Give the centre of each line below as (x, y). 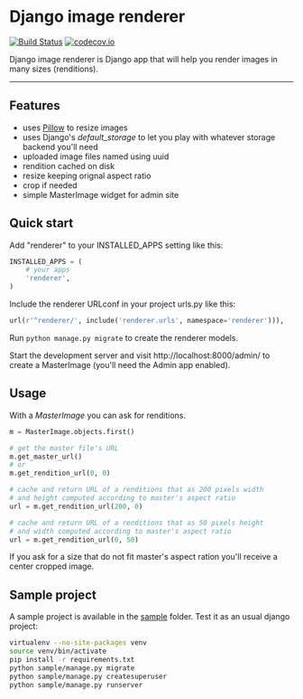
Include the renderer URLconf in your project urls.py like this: (123, 304)
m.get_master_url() (46, 457)
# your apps (48, 270)
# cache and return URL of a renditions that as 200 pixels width (137, 490)
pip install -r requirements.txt (72, 659)
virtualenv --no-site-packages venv (78, 643)
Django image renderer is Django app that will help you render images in (143, 59)
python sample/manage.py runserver (76, 685)
